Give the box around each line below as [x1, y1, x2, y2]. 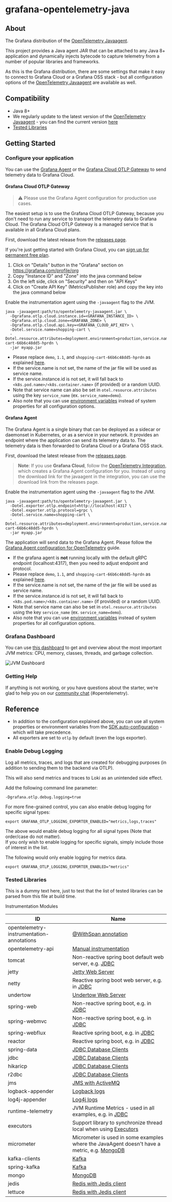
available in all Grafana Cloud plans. [5, 226, 81, 233]
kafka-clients [8, 1155, 41, 1162]
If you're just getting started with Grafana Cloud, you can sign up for [5, 246, 149, 253]
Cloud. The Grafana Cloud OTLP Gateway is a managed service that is [5, 221, 154, 227]
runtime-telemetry [8, 1108, 53, 1115]
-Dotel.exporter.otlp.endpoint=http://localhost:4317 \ [10, 503, 132, 508]
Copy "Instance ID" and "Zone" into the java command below [12, 273, 142, 279]
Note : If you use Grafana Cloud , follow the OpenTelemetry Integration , [17, 462, 167, 468]
